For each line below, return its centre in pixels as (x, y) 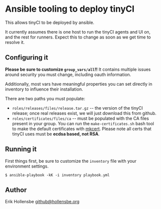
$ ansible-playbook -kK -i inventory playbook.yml (57, 175)
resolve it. (15, 42)
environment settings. (27, 166)
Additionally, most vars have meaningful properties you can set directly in (79, 84)
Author (16, 190)
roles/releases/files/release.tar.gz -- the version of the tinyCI (77, 108)
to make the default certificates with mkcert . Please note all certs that (82, 129)
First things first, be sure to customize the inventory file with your (71, 161)
